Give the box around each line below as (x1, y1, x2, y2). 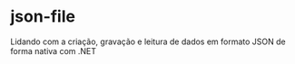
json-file (10, 6, 76, 27)
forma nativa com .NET (10, 45, 97, 56)
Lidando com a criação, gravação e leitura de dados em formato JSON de (10, 36, 287, 47)
